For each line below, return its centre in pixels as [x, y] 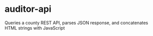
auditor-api [28, 9]
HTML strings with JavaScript [35, 28]
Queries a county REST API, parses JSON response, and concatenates [76, 23]
